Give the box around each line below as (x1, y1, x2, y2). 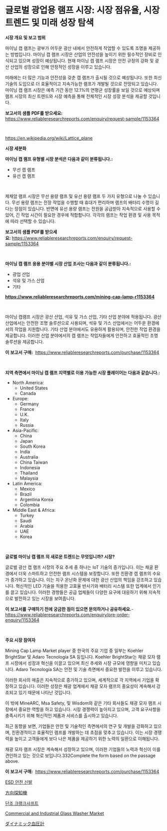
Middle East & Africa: (12, 507, 56, 513)
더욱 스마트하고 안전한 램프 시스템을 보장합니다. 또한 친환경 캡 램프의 (18, 570, 152, 576)
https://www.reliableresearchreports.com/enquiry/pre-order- (5, 612, 130, 618)
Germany (19, 401, 39, 407)
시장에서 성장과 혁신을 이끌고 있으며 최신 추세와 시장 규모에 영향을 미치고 (10, 660, 152, 666)
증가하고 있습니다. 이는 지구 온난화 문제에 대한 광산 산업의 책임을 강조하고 (10, 577, 153, 583)
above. (5, 758, 19, 764)
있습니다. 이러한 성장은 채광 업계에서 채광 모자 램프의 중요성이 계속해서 (18, 683, 156, 689)
